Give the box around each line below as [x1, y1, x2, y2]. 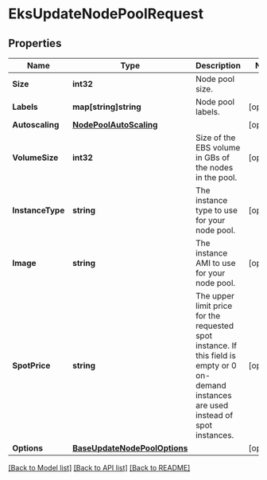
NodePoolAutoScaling [72, 119, 158, 130]
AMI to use [195, 258, 236, 268]
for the [195, 310, 221, 321]
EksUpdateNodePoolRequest [8, 5, 204, 23]
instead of [195, 410, 234, 420]
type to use [195, 205, 238, 216]
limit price [195, 300, 233, 311]
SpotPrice [12, 360, 51, 371]
